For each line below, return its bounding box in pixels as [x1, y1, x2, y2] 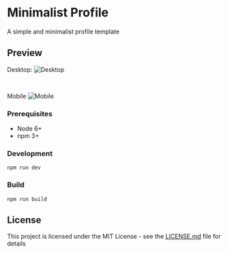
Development [7, 148, 53, 158]
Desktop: [7, 65, 33, 73]
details [7, 239, 26, 248]
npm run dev [7, 164, 41, 172]
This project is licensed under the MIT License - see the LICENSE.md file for [7, 232, 221, 241]
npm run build [7, 196, 48, 202]
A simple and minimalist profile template [7, 27, 119, 36]
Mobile [7, 92, 27, 100]
